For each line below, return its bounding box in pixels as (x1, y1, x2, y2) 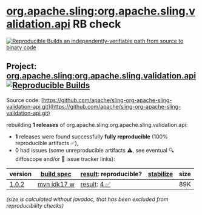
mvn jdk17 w (37, 180, 75, 188)
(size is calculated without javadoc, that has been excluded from (6, 196, 169, 203)
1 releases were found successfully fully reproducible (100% (15, 132, 168, 140)
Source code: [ (6, 96, 44, 104)
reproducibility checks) (6, 202, 64, 209)
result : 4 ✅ (80, 180, 111, 188)
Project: (6, 61, 37, 72)
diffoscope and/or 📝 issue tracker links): (15, 155, 115, 162)
